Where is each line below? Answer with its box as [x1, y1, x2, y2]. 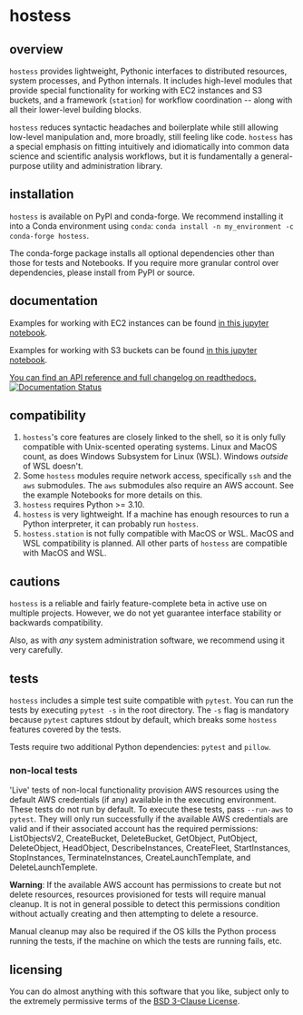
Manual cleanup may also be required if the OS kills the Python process [9, 926, 277, 937]
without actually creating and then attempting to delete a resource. [9, 909, 259, 920]
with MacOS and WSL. [22, 547, 107, 558]
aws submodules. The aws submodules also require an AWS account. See [22, 480, 295, 491]
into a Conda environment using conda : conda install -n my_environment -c [9, 220, 294, 232]
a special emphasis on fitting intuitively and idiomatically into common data [9, 142, 290, 152]
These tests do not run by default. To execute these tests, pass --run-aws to [9, 804, 293, 815]
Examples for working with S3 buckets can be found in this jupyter [9, 344, 258, 355]
